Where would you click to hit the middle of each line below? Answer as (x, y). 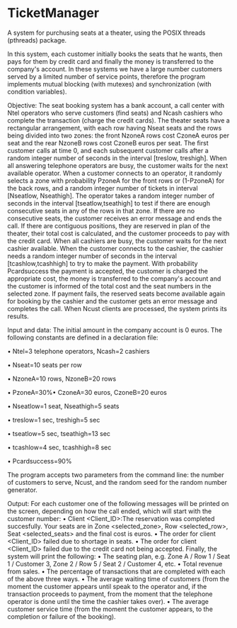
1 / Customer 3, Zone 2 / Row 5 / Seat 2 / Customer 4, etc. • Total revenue (115, 563)
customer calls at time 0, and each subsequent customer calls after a (108, 150)
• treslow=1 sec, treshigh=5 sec (54, 420)
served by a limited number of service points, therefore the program (106, 77)
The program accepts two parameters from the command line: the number (116, 475)
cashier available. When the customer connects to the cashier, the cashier (115, 248)
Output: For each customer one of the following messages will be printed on (118, 503)
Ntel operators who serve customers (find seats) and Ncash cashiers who (115, 113)
